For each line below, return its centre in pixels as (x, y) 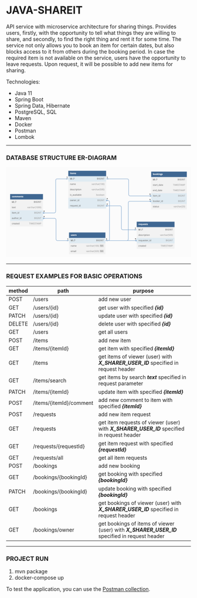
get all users (113, 332)
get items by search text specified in (142, 377)
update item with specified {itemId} (141, 391)
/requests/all (48, 457)
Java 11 (23, 93)
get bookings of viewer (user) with (140, 503)
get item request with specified (135, 443)
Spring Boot (29, 99)
